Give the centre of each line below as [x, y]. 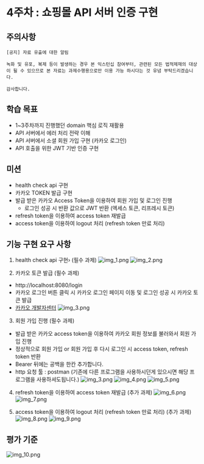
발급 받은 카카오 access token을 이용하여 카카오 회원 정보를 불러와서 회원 [102, 334]
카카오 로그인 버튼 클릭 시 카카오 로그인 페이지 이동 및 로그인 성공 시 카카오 [104, 292]
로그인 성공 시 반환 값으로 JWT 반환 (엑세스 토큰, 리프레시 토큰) [99, 208]
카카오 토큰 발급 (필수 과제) [47, 273]
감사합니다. [18, 89]
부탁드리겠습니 [179, 71]
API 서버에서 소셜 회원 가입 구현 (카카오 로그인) [71, 140]
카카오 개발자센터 [36, 308]
